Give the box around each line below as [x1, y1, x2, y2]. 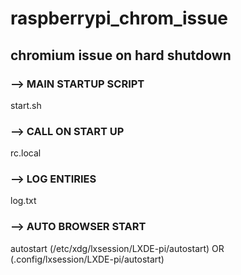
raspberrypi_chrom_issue [10, 7, 228, 30]
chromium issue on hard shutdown [10, 47, 232, 64]
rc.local [10, 147, 42, 159]
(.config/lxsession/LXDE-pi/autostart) [10, 253, 165, 265]
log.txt [10, 195, 37, 207]
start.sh [10, 99, 42, 111]
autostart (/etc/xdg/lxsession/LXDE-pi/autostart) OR [10, 242, 225, 254]
